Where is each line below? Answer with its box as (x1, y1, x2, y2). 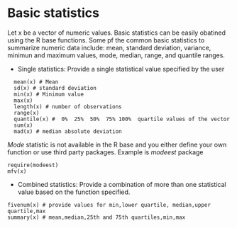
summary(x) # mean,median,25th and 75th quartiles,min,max (7, 214, 186, 221)
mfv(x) (7, 168, 27, 175)
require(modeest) (7, 161, 59, 169)
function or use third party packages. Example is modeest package (7, 147, 204, 156)
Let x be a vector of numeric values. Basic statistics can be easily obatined (7, 28, 226, 37)
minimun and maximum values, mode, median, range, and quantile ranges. (7, 51, 226, 59)
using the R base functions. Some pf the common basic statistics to (7, 35, 205, 44)
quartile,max (7, 207, 46, 215)
